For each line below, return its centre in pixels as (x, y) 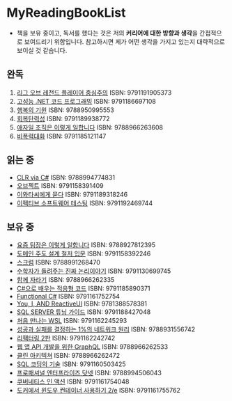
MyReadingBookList (66, 13)
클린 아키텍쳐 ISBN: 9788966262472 (68, 356)
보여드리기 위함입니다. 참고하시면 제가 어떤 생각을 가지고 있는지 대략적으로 (125, 41)
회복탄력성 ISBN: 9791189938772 (63, 118)
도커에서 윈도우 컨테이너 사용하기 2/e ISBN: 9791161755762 (98, 391)
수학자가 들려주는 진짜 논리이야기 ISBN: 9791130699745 (94, 271)
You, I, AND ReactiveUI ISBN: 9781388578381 (82, 304)
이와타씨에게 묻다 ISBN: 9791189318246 (72, 194)
